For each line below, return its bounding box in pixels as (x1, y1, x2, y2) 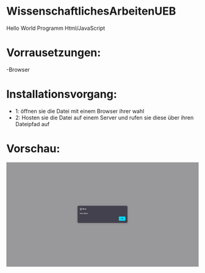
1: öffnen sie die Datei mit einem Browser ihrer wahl (15, 107, 145, 115)
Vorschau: (6, 142, 60, 155)
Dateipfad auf (15, 120, 50, 127)
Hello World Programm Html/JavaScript (6, 24, 106, 32)
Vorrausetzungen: (6, 46, 101, 60)
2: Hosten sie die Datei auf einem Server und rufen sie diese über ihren (15, 114, 194, 121)
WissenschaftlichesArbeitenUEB (6, 4, 176, 18)
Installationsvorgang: (6, 87, 117, 101)
